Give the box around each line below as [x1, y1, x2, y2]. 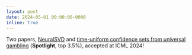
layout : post [6, 8, 39, 15]
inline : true [6, 20, 39, 25]
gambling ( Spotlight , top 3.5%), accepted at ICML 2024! [6, 42, 144, 49]
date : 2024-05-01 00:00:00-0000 [6, 14, 86, 20]
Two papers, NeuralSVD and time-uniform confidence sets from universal [6, 36, 186, 43]
